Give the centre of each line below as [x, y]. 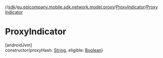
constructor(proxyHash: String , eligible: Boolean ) [54, 50]
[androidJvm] [19, 45]
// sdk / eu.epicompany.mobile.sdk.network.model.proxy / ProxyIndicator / [76, 7]
